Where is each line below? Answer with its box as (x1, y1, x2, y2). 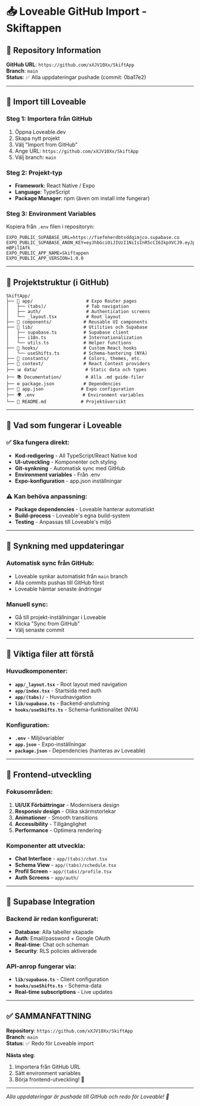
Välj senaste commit (14, 626, 64, 633)
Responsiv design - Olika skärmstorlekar (14, 807, 116, 815)
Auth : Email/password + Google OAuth (14, 934, 111, 942)
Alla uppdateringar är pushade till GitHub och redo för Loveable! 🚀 (6, 1093, 170, 1100)
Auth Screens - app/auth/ (14, 874, 79, 881)
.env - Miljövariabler (14, 734, 64, 742)
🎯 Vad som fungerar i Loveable (6, 421, 122, 431)
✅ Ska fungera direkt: (6, 439, 70, 447)
